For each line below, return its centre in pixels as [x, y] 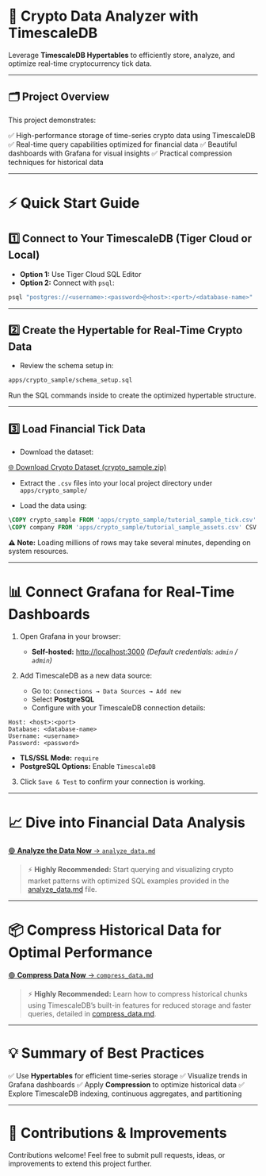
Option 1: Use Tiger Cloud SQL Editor [80, 274]
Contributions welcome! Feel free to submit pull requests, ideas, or [117, 1155]
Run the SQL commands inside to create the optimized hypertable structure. [132, 395]
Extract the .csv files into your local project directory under [116, 483]
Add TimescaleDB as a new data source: [86, 675]
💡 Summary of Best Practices [106, 1053]
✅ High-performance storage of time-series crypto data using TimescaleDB [132, 135]
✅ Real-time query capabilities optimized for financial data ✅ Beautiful [123, 144]
